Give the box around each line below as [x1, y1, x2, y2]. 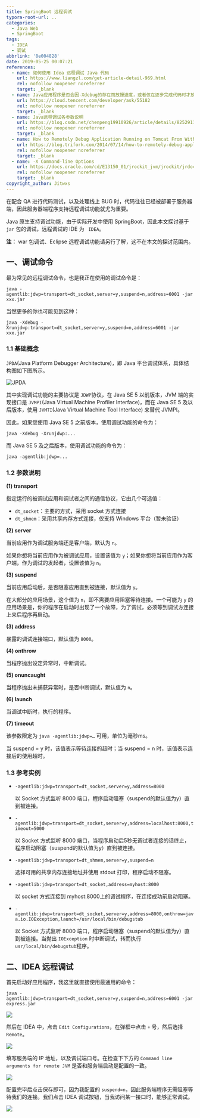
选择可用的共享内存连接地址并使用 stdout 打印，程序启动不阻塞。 [14, 869, 174, 876]
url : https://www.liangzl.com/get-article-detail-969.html [17, 75, 167, 81]
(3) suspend [6, 571, 37, 578]
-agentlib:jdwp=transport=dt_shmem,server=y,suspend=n [14, 857, 154, 863]
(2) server [6, 527, 32, 534]
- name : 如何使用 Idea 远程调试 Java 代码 [11, 70, 110, 76]
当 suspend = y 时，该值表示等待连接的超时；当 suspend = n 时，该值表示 [6, 745, 188, 752]
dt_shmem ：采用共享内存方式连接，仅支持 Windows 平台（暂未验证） [14, 515, 182, 522]
